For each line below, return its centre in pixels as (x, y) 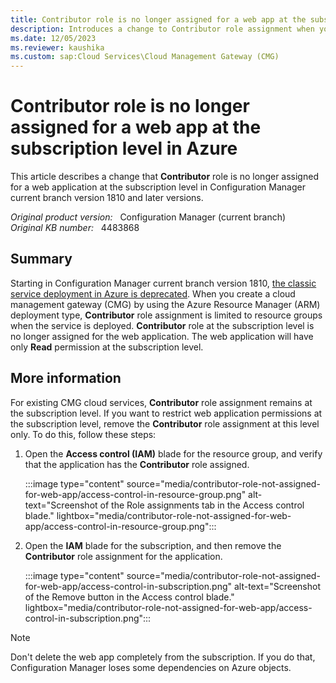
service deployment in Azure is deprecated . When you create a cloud (153, 293)
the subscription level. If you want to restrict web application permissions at (166, 413)
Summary (41, 259)
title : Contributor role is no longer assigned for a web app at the (158, 19)
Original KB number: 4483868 (75, 228)
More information (66, 378)
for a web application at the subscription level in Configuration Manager (158, 187)
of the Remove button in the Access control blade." (129, 597)
